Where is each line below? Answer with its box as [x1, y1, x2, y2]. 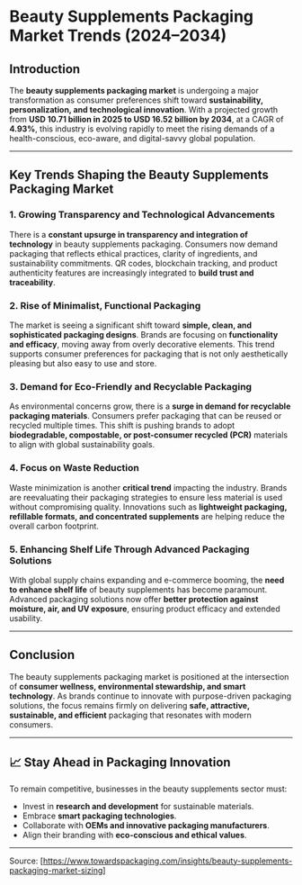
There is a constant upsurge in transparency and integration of [9, 229, 249, 239]
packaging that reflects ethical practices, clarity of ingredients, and [9, 248, 258, 258]
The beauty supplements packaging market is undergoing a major [9, 86, 259, 95]
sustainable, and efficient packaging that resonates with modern [9, 709, 252, 720]
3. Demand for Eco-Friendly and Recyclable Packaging [9, 380, 253, 393]
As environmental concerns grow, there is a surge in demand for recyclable [9, 401, 291, 411]
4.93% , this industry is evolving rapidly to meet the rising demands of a [9, 123, 275, 134]
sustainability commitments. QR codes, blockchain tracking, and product [9, 257, 279, 268]
